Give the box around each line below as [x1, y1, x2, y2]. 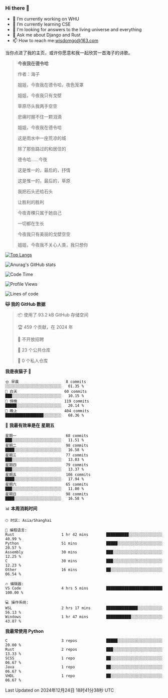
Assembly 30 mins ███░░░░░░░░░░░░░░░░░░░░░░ [5, 550, 163, 555]
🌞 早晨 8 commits [5, 379, 86, 385]
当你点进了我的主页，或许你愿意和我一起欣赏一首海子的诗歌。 [5, 50, 133, 56]
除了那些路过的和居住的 [17, 146, 66, 152]
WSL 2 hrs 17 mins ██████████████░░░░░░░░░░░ [5, 606, 163, 611]
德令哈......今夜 [17, 157, 48, 163]
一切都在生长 [17, 220, 44, 226]
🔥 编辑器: [5, 581, 24, 587]
